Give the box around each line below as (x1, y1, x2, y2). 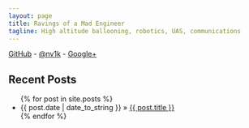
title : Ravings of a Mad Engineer (8, 19, 126, 28)
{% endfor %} (19, 111, 67, 122)
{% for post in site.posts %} (19, 94, 114, 104)
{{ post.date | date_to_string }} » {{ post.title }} (19, 103, 175, 113)
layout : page (8, 11, 53, 20)
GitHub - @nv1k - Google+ (8, 49, 97, 59)
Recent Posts (8, 72, 77, 86)
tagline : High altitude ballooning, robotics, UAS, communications (8, 27, 242, 35)
